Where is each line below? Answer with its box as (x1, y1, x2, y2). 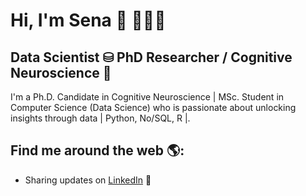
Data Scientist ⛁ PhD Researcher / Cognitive (10, 49, 293, 66)
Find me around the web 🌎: (10, 142, 185, 159)
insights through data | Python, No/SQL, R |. (10, 112, 191, 124)
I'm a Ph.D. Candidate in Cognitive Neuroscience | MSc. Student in (10, 91, 285, 103)
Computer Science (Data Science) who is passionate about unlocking (10, 102, 297, 113)
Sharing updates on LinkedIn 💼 (24, 174, 152, 186)
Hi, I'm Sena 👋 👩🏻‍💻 (10, 9, 167, 32)
